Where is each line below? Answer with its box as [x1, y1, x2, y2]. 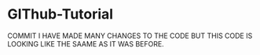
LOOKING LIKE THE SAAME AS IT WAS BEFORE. [7, 39, 164, 48]
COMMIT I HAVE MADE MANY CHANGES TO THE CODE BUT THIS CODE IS [7, 31, 253, 40]
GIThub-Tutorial [7, 5, 114, 23]
